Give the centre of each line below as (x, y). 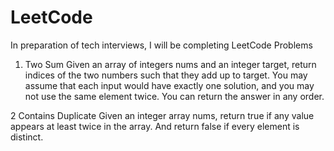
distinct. (27, 137)
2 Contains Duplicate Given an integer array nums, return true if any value (162, 115)
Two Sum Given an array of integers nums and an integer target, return (170, 64)
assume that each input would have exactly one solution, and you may (169, 85)
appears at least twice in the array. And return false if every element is (155, 126)
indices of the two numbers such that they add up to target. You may (166, 75)
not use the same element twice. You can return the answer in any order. (174, 96)
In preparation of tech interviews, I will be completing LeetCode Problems (161, 45)
